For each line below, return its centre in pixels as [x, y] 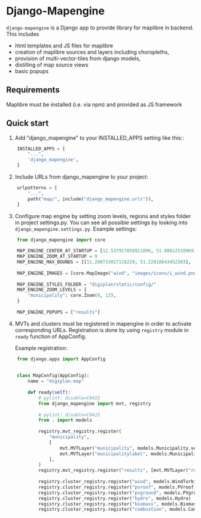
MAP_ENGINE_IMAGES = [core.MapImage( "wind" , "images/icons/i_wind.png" [108, 273]
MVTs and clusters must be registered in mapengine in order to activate [103, 323]
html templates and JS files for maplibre [64, 46]
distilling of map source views [51, 65]
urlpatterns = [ [37, 188]
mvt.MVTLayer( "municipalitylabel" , [104, 454]
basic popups [32, 71]
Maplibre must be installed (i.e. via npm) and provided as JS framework [94, 104]
